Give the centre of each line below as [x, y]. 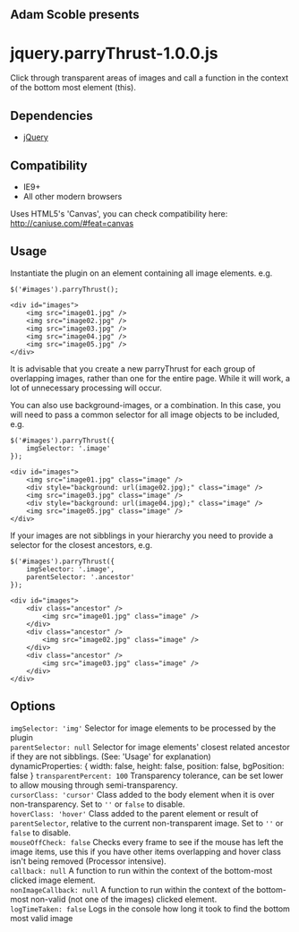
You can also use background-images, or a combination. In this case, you [145, 405]
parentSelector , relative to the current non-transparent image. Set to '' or [147, 823]
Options [33, 706]
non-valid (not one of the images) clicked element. [124, 899]
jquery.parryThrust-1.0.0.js [114, 53]
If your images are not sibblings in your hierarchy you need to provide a [142, 535]
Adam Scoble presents [75, 15]
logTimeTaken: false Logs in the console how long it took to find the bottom [150, 909]
